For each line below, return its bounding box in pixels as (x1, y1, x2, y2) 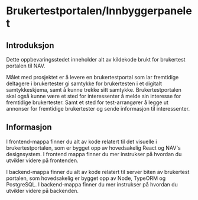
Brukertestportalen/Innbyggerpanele (6, 4, 192, 18)
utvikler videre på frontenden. (6, 157, 79, 164)
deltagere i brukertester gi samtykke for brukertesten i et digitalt (6, 80, 163, 87)
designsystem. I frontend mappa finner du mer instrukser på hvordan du (6, 150, 182, 157)
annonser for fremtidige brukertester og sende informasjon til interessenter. (6, 105, 190, 112)
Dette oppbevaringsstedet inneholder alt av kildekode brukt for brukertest (6, 56, 186, 63)
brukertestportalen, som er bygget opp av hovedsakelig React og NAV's (6, 144, 181, 151)
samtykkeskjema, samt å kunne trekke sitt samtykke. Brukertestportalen (6, 86, 182, 93)
